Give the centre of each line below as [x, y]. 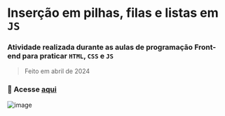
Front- [205, 47]
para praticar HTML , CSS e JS [68, 56]
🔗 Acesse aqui [32, 89]
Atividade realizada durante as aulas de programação [100, 47]
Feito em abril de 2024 [57, 71]
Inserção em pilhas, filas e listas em [113, 13]
